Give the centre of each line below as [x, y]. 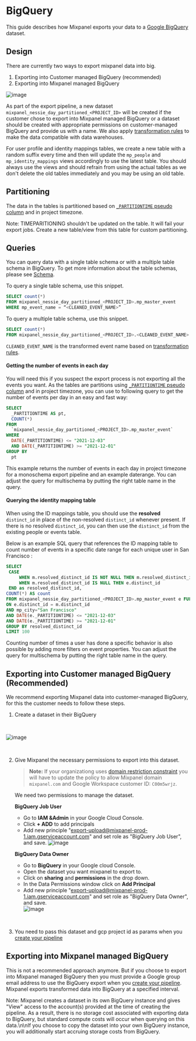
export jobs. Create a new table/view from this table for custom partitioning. [97, 230]
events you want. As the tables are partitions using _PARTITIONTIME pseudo [96, 385]
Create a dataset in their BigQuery [55, 715]
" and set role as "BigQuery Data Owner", [139, 896]
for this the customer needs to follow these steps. [66, 703]
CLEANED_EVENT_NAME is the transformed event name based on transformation [97, 346]
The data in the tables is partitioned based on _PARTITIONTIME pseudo [89, 206]
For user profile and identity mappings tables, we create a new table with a [96, 148]
